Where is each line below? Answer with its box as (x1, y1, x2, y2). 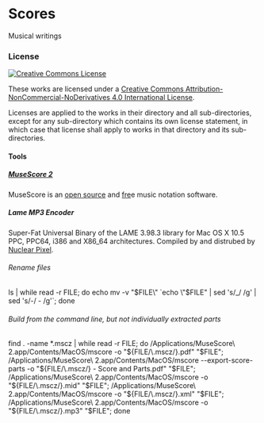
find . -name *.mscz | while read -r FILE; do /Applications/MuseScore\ (8, 339, 235, 348)
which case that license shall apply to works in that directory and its (8, 125, 230, 135)
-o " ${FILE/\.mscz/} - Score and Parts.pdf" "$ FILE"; (26, 364, 196, 374)
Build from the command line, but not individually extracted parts (8, 314, 221, 324)
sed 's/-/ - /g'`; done (8, 295, 75, 306)
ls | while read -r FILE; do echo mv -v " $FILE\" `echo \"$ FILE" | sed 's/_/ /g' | (8, 287, 257, 297)
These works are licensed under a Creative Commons (8, 84, 184, 94)
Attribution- (185, 84, 224, 94)
